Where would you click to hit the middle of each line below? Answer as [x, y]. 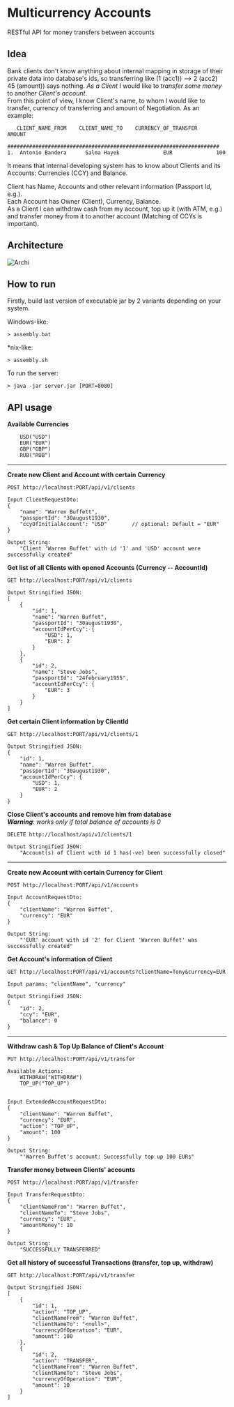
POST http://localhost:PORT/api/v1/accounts [73, 885]
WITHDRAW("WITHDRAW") [51, 1078]
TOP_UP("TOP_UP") [45, 1084]
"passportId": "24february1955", [81, 678]
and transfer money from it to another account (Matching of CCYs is [105, 216]
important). [23, 223]
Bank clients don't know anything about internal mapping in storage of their [115, 70]
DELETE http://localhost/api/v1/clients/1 [70, 835]
